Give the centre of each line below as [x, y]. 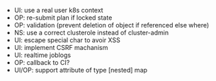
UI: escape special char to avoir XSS [67, 40]
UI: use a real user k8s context [59, 10]
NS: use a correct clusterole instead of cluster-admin [91, 32]
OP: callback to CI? [42, 62]
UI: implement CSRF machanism [61, 48]
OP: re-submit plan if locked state [63, 18]
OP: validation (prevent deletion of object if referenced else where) [112, 25]
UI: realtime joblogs [42, 55]
